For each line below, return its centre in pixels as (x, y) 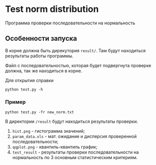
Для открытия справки (29, 80)
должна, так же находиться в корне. (44, 71)
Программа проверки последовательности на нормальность (70, 23)
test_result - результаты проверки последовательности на (76, 152)
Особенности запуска (41, 39)
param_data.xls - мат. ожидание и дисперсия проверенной (75, 136)
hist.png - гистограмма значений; (49, 131)
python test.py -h (24, 89)
